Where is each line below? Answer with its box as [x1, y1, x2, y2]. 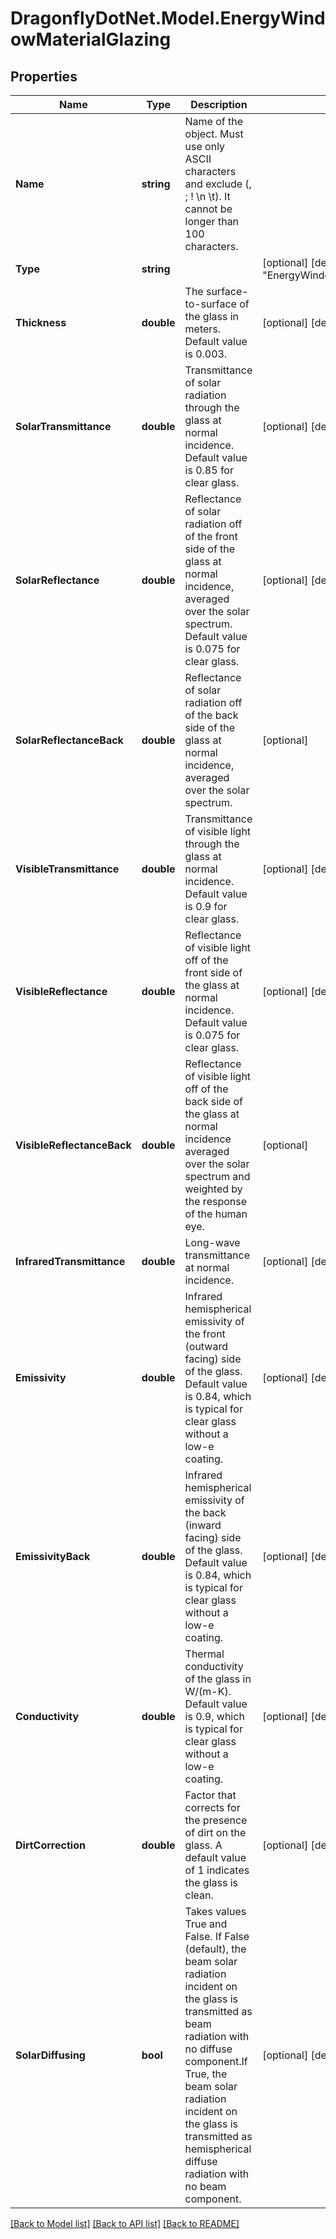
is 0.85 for [184, 463, 234, 477]
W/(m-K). [184, 1685, 232, 1698]
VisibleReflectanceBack [15, 1138, 132, 1152]
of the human [184, 1207, 248, 1221]
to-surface [184, 297, 237, 311]
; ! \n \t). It [184, 190, 231, 203]
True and [184, 1917, 228, 1931]
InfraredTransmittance [15, 1255, 126, 1268]
